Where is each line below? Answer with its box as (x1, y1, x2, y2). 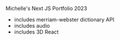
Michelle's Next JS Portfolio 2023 (5, 5, 87, 12)
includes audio (14, 23, 50, 29)
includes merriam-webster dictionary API (14, 16, 115, 23)
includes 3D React (14, 28, 59, 35)
